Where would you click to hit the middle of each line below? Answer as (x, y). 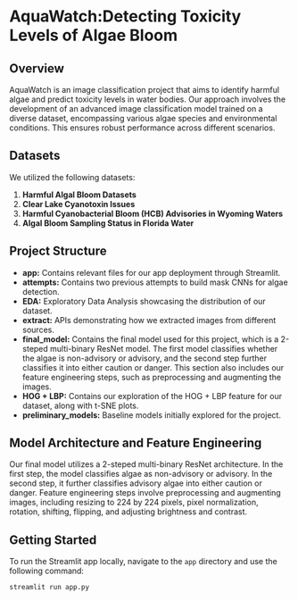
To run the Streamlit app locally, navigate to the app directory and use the (144, 562)
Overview (37, 68)
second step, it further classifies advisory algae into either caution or (136, 483)
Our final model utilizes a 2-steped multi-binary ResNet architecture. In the (146, 464)
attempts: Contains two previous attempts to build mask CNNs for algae (155, 282)
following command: (47, 571)
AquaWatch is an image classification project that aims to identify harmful (144, 90)
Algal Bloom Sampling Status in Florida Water (108, 223)
